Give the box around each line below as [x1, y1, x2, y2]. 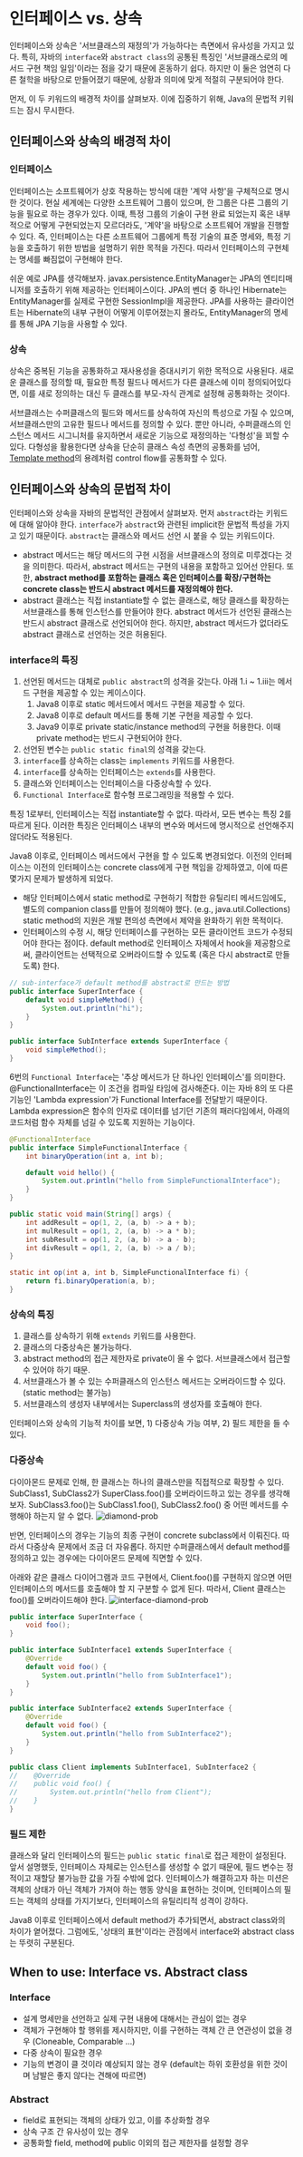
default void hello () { [25, 1168, 116, 1177]
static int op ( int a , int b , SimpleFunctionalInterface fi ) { [9, 1268, 249, 1278]
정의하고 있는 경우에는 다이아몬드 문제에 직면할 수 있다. [9, 1552, 203, 1563]
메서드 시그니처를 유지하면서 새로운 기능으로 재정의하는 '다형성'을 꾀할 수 [33, 430, 289, 441]
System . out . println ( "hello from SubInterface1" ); [42, 1670, 232, 1680]
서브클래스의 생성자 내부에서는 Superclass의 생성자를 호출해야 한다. [22, 1398, 262, 1410]
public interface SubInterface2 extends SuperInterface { [9, 1704, 232, 1714]
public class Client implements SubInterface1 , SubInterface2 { [9, 1763, 257, 1772]
